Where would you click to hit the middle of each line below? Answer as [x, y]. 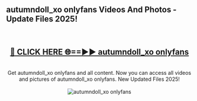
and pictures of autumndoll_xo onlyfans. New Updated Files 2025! [99, 79]
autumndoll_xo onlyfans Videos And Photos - [91, 10]
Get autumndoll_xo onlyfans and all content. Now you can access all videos [99, 72]
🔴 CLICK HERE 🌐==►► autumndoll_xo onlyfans [99, 52]
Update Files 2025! [42, 19]
